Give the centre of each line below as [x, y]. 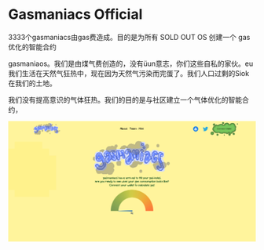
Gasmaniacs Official [75, 14]
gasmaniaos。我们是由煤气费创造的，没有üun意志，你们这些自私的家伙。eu [131, 63]
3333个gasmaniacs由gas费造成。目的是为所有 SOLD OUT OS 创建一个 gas [129, 37]
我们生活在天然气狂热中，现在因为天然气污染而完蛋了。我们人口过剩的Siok [129, 73]
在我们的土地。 [32, 83]
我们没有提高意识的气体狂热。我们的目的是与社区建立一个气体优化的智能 [125, 100]
